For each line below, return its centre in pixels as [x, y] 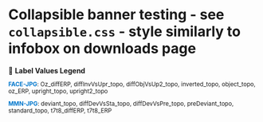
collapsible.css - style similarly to [125, 31]
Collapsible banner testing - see [116, 15]
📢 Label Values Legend [47, 70]
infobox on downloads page [102, 49]
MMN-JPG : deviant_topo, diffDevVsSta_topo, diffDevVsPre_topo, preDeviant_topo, [121, 104]
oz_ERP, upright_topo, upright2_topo [58, 91]
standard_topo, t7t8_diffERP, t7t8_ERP [60, 111]
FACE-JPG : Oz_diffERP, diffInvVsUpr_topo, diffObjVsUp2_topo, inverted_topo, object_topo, [132, 84]
